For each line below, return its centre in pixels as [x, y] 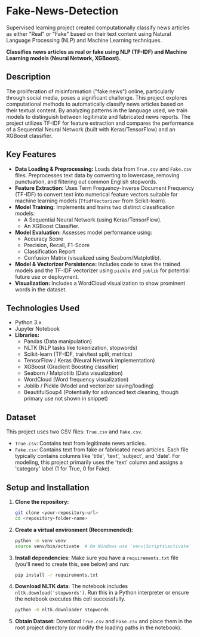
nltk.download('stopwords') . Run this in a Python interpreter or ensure [102, 593]
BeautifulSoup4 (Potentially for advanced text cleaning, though [101, 392]
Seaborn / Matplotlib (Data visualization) [73, 373]
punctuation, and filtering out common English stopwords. [86, 181]
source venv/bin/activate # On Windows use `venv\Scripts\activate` [103, 546]
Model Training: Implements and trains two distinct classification [95, 207]
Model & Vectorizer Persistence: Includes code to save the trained [97, 264]
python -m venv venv [40, 541]
